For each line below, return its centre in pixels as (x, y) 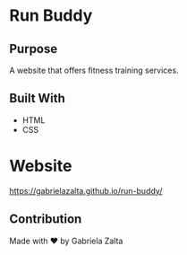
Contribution (46, 220)
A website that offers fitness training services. (94, 70)
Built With (37, 98)
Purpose (34, 49)
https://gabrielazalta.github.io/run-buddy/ (86, 190)
